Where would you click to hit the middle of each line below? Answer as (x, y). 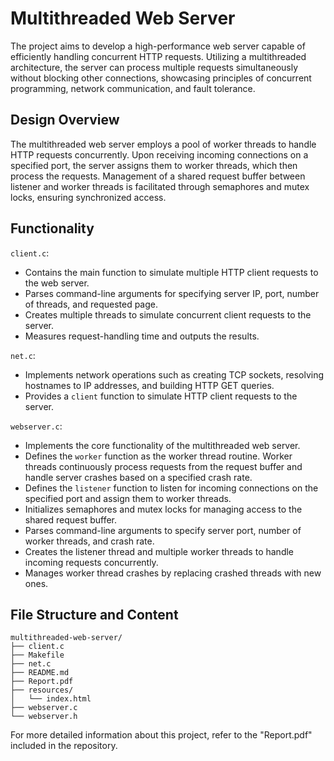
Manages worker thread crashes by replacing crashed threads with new (173, 573)
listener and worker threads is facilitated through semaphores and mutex (160, 186)
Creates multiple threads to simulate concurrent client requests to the (168, 314)
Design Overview (65, 120)
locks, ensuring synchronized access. (88, 197)
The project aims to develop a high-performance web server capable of (158, 46)
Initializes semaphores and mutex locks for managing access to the (163, 509)
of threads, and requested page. (91, 304)
